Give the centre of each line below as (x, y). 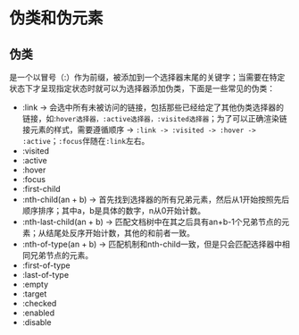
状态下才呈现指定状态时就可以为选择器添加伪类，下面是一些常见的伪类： (142, 88)
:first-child (41, 189)
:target (34, 294)
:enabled (38, 313)
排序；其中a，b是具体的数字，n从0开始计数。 (122, 210)
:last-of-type (46, 275)
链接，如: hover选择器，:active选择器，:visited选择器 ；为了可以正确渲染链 (154, 118)
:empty (35, 284)
